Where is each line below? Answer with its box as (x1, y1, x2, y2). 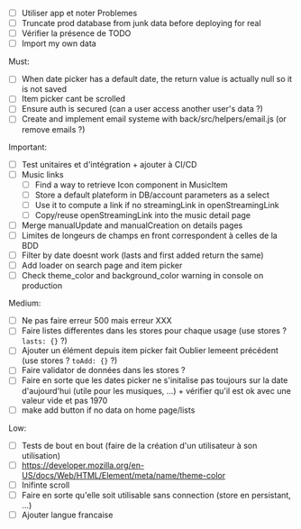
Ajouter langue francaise (21, 509, 114, 520)
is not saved (21, 84, 68, 95)
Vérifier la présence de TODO (21, 28, 132, 39)
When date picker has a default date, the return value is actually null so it (21, 74, 293, 85)
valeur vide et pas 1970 (21, 395, 108, 406)
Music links (21, 169, 64, 179)
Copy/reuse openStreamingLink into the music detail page (34, 209, 251, 220)
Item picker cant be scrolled (21, 94, 126, 105)
